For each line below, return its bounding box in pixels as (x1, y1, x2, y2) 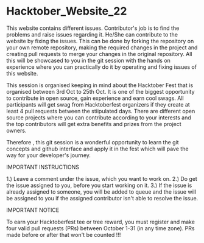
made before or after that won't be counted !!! (6, 231, 121, 238)
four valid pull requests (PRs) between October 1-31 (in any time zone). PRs (6, 224, 195, 232)
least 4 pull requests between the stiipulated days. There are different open (6, 107, 195, 114)
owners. (6, 127, 27, 134)
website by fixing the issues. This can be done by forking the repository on (6, 37, 194, 44)
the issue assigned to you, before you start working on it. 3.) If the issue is (6, 181, 192, 189)
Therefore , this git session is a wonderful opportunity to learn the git (6, 138, 179, 146)
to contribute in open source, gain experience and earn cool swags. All (6, 94, 184, 102)
